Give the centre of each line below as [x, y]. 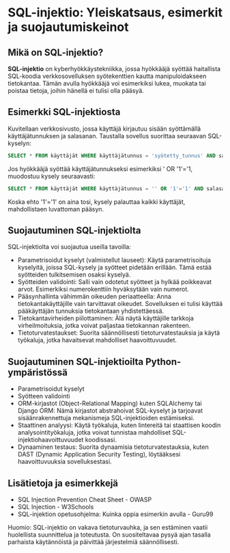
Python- [163, 362]
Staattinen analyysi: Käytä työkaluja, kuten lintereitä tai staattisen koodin [119, 425]
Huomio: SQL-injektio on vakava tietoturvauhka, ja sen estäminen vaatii [108, 527]
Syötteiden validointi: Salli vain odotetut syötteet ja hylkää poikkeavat [115, 282]
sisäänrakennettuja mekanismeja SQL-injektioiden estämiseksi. [106, 418]
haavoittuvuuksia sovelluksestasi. [64, 462]
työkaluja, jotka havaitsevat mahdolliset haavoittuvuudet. [97, 340]
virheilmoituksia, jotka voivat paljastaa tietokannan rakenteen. [104, 326]
